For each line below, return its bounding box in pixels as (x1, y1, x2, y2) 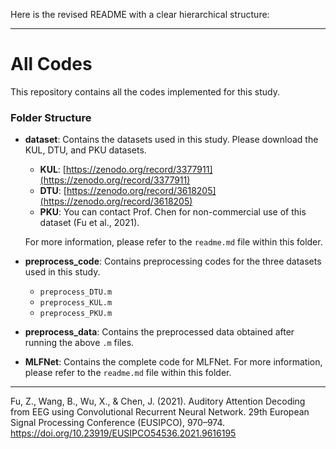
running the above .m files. (24, 337, 135, 349)
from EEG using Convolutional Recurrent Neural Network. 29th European (10, 406, 310, 418)
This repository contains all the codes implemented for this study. (10, 85, 280, 98)
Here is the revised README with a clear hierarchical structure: (10, 9, 270, 20)
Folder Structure (10, 110, 92, 124)
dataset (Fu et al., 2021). (39, 217, 140, 229)
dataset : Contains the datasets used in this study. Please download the (24, 134, 319, 146)
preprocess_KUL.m (39, 298, 113, 308)
